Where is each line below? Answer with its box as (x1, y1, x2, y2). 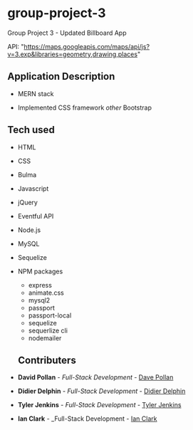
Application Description (7, 70, 115, 83)
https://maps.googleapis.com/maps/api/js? (24, 42, 150, 51)
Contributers (17, 354, 76, 366)
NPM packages (17, 267, 63, 276)
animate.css (28, 288, 64, 297)
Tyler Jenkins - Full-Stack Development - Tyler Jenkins (17, 401, 182, 409)
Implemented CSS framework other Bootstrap (17, 103, 152, 112)
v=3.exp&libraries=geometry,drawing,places (7, 50, 137, 58)
